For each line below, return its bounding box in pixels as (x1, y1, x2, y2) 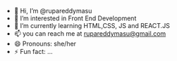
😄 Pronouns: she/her (13, 39, 76, 48)
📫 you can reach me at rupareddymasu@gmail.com (13, 29, 166, 38)
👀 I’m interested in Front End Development (13, 14, 137, 22)
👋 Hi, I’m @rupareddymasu (13, 7, 92, 15)
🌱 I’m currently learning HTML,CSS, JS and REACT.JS (13, 22, 171, 29)
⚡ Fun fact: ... (13, 48, 53, 55)
